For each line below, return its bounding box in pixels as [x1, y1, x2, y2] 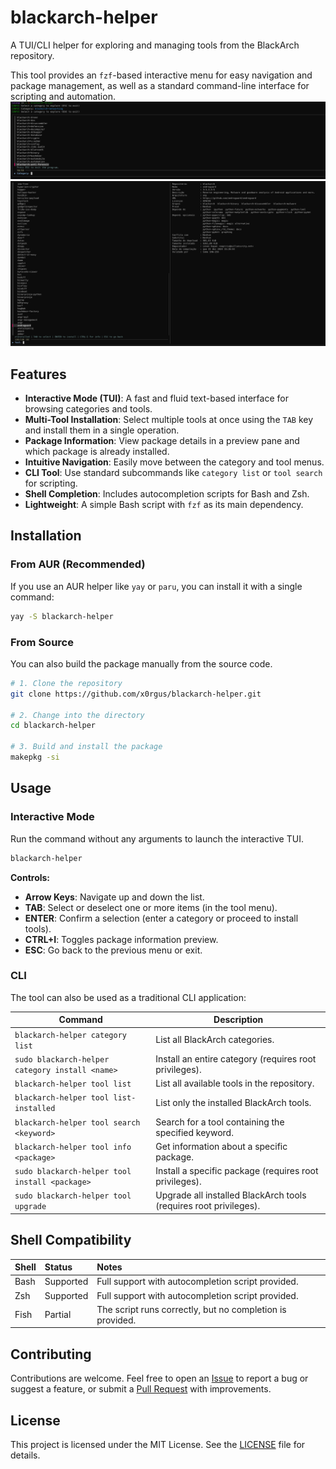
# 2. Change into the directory [10, 710, 145, 720]
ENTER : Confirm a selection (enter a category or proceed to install [24, 912, 299, 924]
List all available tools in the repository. [155, 1077, 315, 1090]
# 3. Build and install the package [10, 742, 163, 752]
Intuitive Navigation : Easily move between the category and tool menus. [24, 456, 325, 468]
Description [213, 1014, 264, 1026]
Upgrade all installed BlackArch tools [155, 1189, 307, 1201]
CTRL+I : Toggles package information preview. [24, 933, 219, 945]
